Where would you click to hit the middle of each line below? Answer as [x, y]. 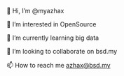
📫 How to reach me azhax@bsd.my [58, 65]
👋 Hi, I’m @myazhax [35, 11]
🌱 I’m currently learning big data [53, 38]
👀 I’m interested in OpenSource [51, 24]
